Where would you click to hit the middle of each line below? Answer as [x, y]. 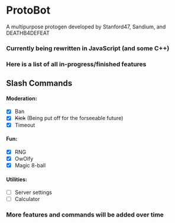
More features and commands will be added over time [85, 215]
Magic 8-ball [30, 165]
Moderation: [22, 98]
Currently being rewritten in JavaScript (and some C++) [88, 48]
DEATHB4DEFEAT [28, 33]
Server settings [33, 192]
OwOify [24, 159]
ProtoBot [28, 10]
